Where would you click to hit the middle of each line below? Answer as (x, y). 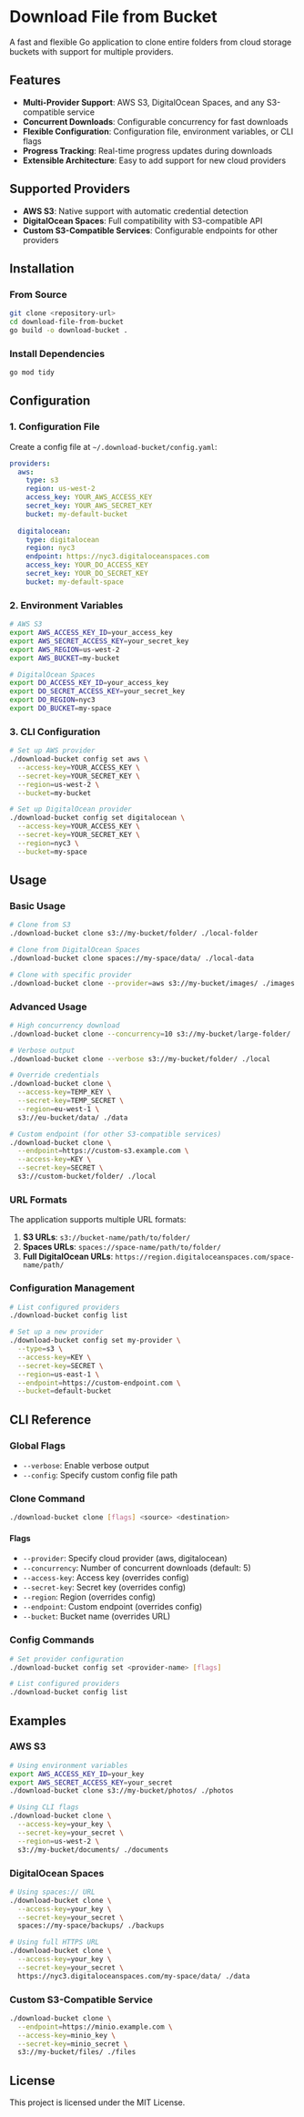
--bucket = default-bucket (65, 1391)
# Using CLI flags (44, 1807)
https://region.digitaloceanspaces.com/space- (205, 1258)
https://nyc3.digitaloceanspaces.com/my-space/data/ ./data (134, 1976)
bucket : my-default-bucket (77, 514)
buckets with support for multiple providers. (91, 51)
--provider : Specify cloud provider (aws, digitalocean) (125, 1559)
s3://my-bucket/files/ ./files (77, 2052)
